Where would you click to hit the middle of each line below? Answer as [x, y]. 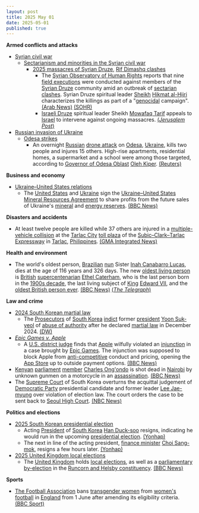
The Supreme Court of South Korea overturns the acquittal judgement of [103, 382]
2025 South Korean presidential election [64, 424]
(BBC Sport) [29, 504]
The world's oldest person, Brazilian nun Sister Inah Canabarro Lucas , [100, 264]
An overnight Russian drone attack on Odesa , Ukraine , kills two [110, 145]
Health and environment [37, 253]
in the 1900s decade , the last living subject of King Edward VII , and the [101, 283]
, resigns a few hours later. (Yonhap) [78, 449]
